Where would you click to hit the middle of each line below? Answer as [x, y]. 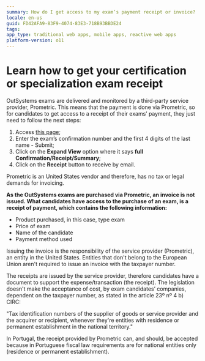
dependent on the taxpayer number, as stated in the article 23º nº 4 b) [95, 295]
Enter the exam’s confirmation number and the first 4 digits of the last [103, 138]
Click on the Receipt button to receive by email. [75, 164]
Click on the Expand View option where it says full [79, 151]
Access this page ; [38, 132]
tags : [13, 29]
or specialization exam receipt [85, 84]
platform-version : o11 [35, 40]
